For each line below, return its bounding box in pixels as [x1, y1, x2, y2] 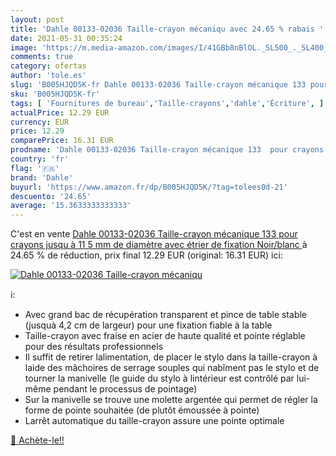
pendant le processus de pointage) [53, 383, 198, 395]
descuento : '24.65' [10, 191, 92, 201]
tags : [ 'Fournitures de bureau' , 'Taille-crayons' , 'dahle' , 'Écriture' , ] [10, 98, 325, 108]
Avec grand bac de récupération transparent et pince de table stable [24, 309, 308, 321]
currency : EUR [10, 117, 70, 127]
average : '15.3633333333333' [10, 201, 132, 211]
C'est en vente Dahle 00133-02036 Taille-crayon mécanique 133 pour [10, 228, 298, 240]
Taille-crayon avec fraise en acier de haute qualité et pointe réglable [24, 330, 306, 342]
